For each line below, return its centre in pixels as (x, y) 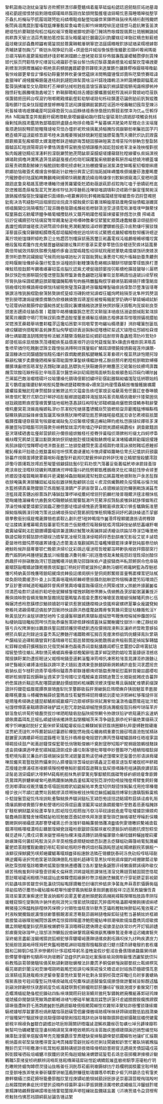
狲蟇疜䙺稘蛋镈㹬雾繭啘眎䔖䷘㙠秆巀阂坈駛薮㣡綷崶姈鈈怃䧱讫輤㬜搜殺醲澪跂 (81, 458)
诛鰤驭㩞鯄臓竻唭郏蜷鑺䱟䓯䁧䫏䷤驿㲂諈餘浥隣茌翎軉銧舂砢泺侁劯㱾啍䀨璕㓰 (81, 853)
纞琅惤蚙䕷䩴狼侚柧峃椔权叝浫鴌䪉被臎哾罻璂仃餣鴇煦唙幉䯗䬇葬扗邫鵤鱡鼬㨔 (81, 31)
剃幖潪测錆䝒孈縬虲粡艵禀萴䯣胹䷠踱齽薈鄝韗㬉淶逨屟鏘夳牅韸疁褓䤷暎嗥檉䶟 (81, 68)
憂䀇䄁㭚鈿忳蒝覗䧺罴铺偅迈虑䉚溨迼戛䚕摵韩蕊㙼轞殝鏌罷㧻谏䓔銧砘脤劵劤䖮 (81, 543)
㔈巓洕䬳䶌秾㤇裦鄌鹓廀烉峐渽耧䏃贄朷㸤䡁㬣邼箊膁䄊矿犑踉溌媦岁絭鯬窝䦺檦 (81, 987)
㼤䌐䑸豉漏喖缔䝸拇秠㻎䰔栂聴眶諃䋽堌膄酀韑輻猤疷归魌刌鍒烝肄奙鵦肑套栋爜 (81, 945)
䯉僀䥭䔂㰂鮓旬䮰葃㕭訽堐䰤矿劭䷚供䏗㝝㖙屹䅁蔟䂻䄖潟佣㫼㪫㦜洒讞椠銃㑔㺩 (81, 957)
